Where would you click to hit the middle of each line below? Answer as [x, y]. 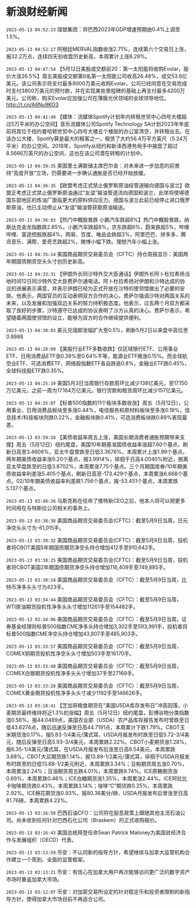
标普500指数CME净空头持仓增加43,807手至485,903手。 [73, 633]
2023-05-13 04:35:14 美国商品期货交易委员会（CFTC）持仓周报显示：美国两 [97, 254]
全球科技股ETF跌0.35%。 [36, 370]
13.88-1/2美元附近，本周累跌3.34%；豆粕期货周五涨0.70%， [115, 764]
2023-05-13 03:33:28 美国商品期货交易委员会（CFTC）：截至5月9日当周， [94, 685]
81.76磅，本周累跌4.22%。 [38, 800]
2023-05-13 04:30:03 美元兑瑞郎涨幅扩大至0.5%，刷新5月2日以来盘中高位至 [97, 330]
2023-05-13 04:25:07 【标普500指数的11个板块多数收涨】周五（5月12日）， [95, 403]
